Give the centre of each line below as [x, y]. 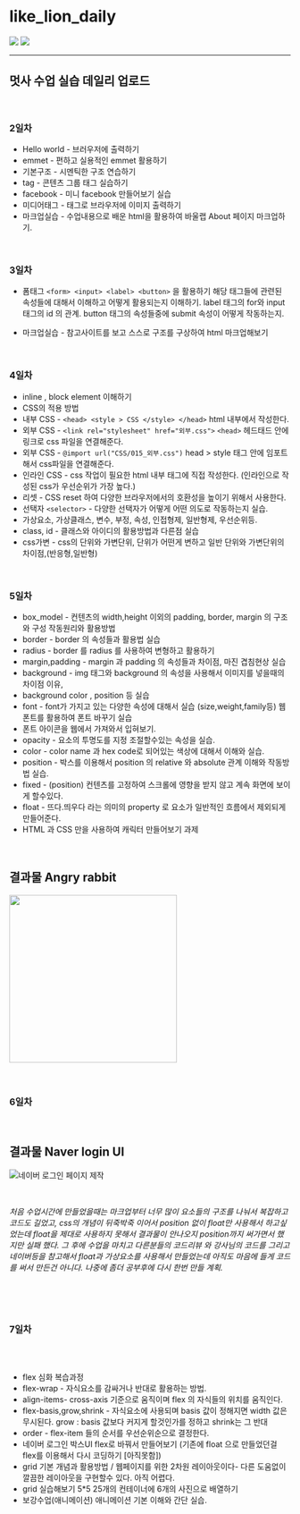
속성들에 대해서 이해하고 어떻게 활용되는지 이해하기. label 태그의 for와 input [154, 302]
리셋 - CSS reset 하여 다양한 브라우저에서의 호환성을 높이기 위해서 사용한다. [154, 497]
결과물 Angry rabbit [63, 878]
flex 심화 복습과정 [53, 1377]
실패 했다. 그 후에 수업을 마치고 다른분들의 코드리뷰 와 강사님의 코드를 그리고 [158, 1245]
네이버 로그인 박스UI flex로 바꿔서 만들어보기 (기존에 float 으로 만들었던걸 [150, 1444]
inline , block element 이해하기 [77, 396]
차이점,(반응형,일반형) [60, 553]
